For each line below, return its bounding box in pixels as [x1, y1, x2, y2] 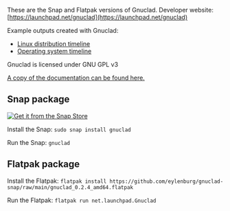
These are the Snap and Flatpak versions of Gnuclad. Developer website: [7, 6, 214, 14]
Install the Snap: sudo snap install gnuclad [7, 125, 132, 133]
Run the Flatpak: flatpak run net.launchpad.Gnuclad [7, 196, 157, 204]
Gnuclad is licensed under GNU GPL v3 [7, 60, 119, 68]
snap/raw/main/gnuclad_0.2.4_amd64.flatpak [7, 184, 134, 191]
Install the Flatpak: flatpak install [7, 177, 107, 185]
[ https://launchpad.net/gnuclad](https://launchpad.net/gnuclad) [7, 13, 188, 21]
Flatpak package [7, 158, 80, 170]
